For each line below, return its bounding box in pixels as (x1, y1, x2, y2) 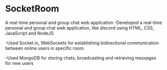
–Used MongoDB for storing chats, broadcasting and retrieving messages (5, 54, 157, 60)
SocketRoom (5, 3, 59, 14)
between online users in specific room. (5, 45, 85, 51)
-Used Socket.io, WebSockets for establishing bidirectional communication (5, 39, 159, 45)
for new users (5, 60, 34, 66)
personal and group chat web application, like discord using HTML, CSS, (5, 24, 155, 30)
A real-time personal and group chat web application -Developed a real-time (5, 19, 162, 25)
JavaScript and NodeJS (5, 30, 54, 36)
